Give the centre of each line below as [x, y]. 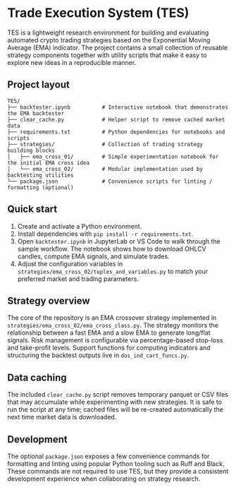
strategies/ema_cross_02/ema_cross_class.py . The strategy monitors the [113, 325]
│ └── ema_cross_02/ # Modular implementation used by [105, 169]
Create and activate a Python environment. [80, 226]
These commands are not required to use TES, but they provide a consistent [118, 471]
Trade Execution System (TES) [98, 13]
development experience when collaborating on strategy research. [104, 479]
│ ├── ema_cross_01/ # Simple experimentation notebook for [113, 157]
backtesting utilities [41, 175]
